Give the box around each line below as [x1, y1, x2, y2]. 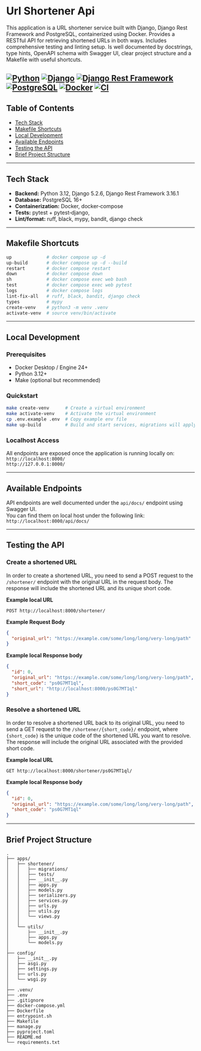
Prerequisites [6, 350, 46, 358]
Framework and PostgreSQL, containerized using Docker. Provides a [6, 30, 175, 37]
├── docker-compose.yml [6, 1003, 66, 1009]
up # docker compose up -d [6, 254, 106, 260]
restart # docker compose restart [6, 265, 111, 271]
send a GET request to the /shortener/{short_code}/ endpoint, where [6, 725, 178, 732]
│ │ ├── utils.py [6, 908, 60, 914]
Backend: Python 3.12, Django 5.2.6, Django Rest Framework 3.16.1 [14, 190, 179, 197]
